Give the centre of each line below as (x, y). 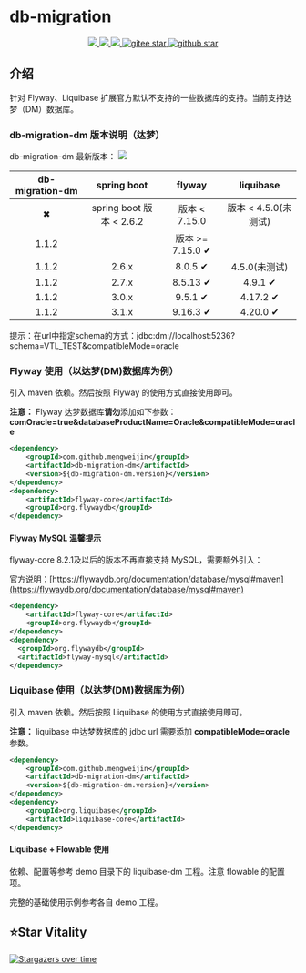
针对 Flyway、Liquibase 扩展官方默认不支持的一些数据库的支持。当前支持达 (151, 97)
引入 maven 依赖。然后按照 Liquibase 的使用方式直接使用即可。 (128, 712)
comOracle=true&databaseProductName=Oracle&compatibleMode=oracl (153, 422)
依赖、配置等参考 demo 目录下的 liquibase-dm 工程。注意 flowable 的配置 (147, 871)
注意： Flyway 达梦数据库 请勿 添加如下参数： (93, 412)
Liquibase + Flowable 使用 (60, 849)
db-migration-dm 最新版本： (63, 157)
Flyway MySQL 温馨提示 (56, 538)
